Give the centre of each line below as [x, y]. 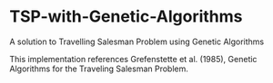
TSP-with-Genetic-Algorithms [126, 17]
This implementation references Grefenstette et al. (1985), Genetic [133, 59]
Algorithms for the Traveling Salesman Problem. [99, 69]
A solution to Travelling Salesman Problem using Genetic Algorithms [137, 41]
